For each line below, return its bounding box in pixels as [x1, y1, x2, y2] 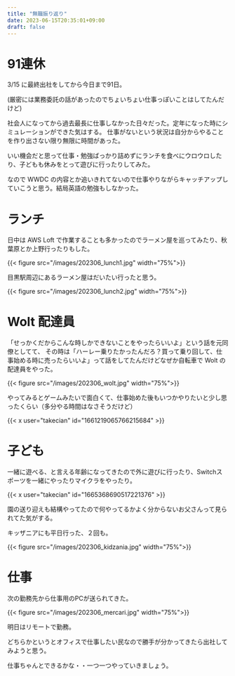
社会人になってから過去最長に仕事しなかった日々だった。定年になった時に [7, 119, 222, 127]
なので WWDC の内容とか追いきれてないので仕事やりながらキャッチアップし [7, 175, 229, 183]
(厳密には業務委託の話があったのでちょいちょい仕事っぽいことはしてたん [7, 96, 219, 104]
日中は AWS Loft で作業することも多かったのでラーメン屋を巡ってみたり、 [7, 236, 222, 245]
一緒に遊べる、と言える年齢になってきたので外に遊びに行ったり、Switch [7, 468, 217, 476]
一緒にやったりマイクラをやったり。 [31, 476, 137, 485]
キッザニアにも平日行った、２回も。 [7, 528, 112, 538]
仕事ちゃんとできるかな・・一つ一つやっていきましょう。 [7, 661, 173, 670]
